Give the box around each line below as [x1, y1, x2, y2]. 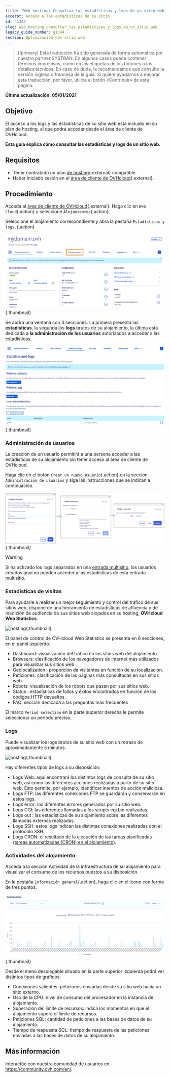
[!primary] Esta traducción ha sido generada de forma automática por [17, 50, 163, 56]
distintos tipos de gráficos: [5, 973, 61, 980]
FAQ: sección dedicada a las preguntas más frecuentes [12, 699, 128, 706]
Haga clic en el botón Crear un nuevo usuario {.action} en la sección [5, 472, 148, 478]
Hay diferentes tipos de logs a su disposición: [5, 764, 100, 770]
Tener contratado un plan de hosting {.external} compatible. [12, 169, 137, 175]
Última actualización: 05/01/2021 [5, 92, 77, 98]
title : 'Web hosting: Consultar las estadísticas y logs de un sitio [5, 8, 156, 13]
